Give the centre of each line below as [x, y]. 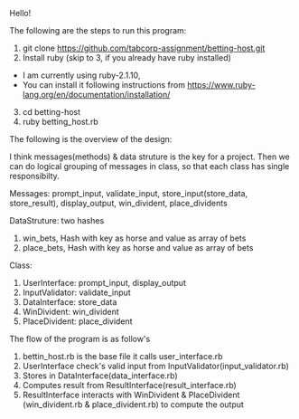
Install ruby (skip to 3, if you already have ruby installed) [127, 57]
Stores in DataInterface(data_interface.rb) [100, 376]
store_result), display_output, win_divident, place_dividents [118, 203]
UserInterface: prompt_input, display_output [104, 283]
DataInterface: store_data [70, 302]
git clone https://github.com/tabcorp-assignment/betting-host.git [144, 48]
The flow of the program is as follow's [80, 339]
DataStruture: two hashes [57, 220]
